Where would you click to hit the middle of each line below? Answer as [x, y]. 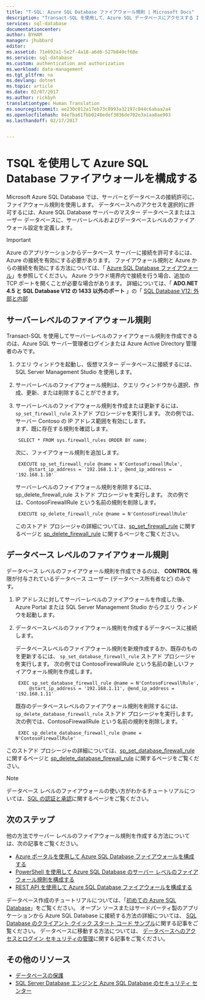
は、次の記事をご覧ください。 [44, 843]
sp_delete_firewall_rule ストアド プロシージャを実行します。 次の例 [99, 494]
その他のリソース [38, 960]
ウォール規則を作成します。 [61, 671]
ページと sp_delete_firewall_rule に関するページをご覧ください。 [102, 534]
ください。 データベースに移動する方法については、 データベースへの [98, 931]
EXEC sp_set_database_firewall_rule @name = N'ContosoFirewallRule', [109, 683]
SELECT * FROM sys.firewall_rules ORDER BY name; [83, 440]
